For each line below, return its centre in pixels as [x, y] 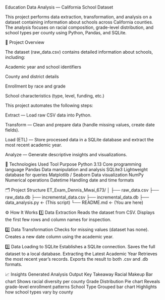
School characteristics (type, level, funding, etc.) [55, 96]
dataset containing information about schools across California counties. [79, 22]
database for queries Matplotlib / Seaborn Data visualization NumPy [74, 175]
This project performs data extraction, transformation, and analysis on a [79, 17]
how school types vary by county [39, 292]
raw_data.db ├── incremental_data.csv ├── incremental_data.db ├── [77, 197]
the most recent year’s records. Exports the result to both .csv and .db [77, 259]
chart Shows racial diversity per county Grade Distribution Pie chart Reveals [82, 281]
